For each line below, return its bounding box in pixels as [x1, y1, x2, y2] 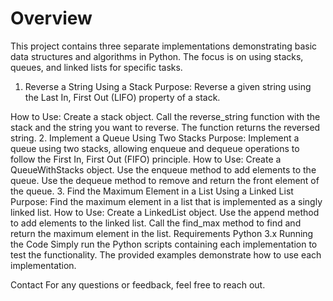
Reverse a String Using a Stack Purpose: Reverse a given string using [24, 80, 312, 92]
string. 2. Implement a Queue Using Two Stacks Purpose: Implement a [10, 132, 300, 144]
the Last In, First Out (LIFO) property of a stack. [24, 91, 221, 103]
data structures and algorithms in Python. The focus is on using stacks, [10, 50, 304, 62]
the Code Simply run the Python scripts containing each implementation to [10, 238, 318, 250]
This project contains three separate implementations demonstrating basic [10, 40, 318, 52]
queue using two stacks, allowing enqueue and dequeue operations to [10, 142, 300, 154]
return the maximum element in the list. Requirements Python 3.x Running [10, 227, 314, 239]
